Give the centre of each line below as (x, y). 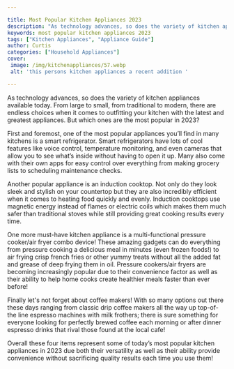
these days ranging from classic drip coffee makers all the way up (102, 307)
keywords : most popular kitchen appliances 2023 (79, 33)
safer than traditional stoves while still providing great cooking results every (116, 213)
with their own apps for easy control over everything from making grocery (113, 163)
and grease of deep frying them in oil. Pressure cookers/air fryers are (107, 264)
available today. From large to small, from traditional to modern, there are (112, 105)
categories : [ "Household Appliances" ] (63, 52)
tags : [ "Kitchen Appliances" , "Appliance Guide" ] (81, 39)
